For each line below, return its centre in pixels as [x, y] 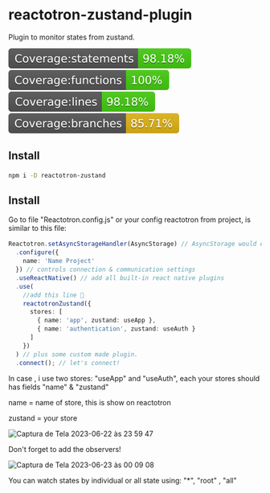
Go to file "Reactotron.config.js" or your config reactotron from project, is [130, 220]
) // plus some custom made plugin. [77, 354]
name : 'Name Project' [59, 261]
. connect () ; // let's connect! [68, 363]
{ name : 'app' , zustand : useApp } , [97, 320]
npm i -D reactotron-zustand [57, 175]
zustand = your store [43, 418]
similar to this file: [37, 228]
